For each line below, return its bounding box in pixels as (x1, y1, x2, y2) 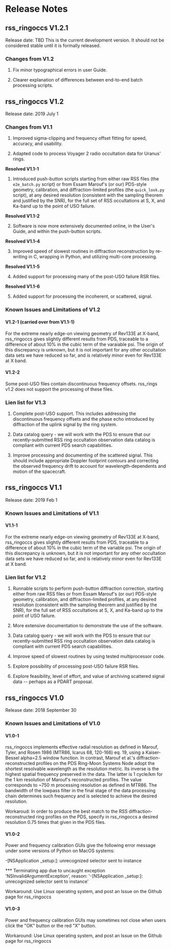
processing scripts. (12, 82, 54, 89)
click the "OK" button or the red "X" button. (5, 922, 96, 929)
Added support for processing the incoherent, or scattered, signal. (12, 293, 153, 300)
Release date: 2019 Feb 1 (5, 497, 58, 503)
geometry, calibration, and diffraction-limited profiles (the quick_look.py (12, 187, 165, 193)
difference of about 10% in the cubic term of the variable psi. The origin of (5, 544, 162, 551)
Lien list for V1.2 (5, 573, 46, 581)
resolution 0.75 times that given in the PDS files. (5, 819, 106, 826)
